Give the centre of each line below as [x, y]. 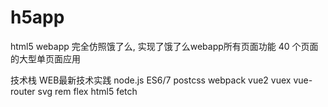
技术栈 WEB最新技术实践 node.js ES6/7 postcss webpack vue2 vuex [151, 80]
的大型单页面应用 [45, 58]
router [23, 91]
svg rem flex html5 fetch [87, 91]
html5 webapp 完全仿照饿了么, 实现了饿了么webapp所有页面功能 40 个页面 [164, 46]
